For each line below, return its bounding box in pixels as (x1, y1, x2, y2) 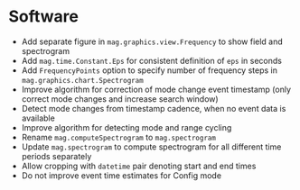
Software (8, 6, 79, 27)
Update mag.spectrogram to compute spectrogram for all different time (21, 141, 282, 152)
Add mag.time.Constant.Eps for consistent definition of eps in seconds (21, 55, 282, 66)
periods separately (21, 150, 92, 161)
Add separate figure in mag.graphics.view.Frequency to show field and (21, 36, 284, 47)
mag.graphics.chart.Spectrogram (21, 76, 144, 85)
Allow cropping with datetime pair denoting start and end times (21, 160, 257, 171)
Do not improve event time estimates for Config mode (21, 169, 222, 181)
